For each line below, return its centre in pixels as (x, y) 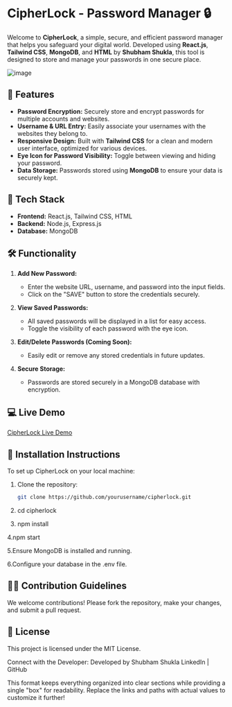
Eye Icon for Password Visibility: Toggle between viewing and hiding (116, 155)
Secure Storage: (41, 369)
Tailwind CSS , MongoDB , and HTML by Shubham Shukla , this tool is (106, 52)
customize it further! (36, 697)
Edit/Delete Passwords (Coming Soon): (74, 342)
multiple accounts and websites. (63, 119)
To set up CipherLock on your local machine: (71, 471)
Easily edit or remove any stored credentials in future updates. (116, 356)
